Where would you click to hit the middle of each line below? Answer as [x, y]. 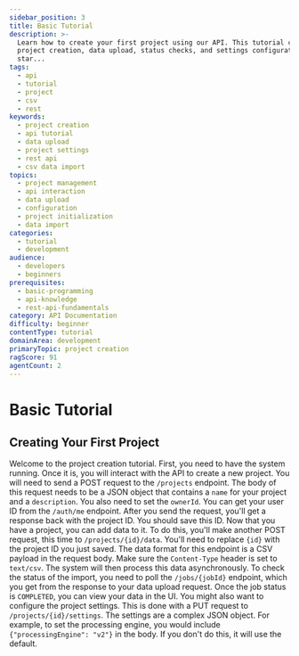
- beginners [40, 275]
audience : [28, 258]
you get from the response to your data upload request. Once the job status [148, 587]
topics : [24, 175]
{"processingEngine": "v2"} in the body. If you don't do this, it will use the [145, 635]
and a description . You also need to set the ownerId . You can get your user [147, 502]
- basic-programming [55, 291]
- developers [41, 266]
